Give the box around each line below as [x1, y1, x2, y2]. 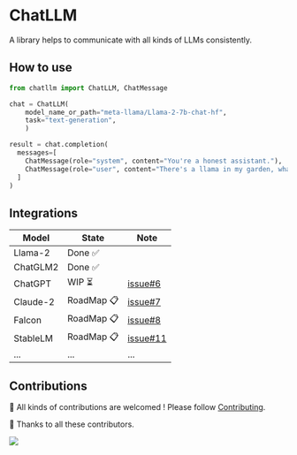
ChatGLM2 [13, 262, 59, 274]
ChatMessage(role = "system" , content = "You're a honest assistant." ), [25, 156, 283, 165]
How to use [9, 60, 72, 75]
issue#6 [127, 277, 162, 290]
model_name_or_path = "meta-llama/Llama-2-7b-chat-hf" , [25, 108, 227, 117]
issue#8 [127, 314, 162, 326]
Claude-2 [13, 295, 55, 307]
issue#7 [127, 295, 162, 307]
